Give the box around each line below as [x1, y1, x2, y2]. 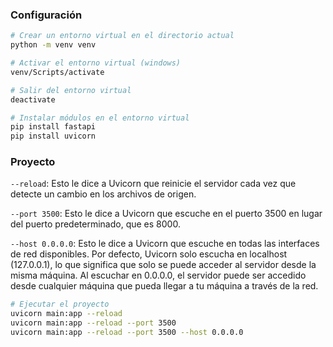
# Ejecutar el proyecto [10, 299, 110, 310]
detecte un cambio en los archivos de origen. [10, 188, 197, 200]
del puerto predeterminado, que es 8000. [10, 218, 181, 230]
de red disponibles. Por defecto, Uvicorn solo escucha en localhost [10, 248, 288, 260]
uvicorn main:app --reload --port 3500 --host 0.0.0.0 [10, 328, 244, 338]
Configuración [10, 8, 83, 22]
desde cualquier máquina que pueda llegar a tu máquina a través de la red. [10, 280, 319, 292]
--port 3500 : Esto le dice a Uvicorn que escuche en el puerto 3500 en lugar [10, 208, 323, 220]
